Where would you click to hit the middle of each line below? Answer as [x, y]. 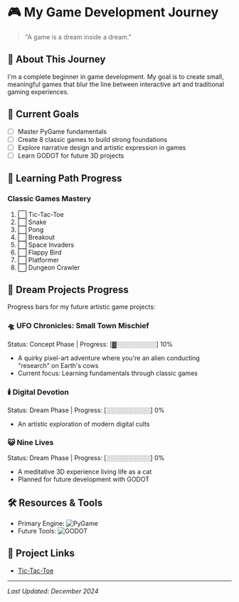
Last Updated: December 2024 [53, 591]
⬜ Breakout [36, 237]
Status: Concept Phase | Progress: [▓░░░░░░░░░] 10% [90, 344]
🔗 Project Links [41, 553]
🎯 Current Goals [43, 114]
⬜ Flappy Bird [39, 252]
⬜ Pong [31, 229]
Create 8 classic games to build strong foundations [92, 139]
